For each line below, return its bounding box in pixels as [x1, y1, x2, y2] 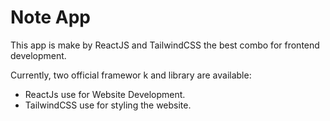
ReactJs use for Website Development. [24, 88, 186, 100]
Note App [10, 6, 92, 29]
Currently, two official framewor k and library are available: [10, 69, 252, 81]
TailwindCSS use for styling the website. [24, 99, 192, 111]
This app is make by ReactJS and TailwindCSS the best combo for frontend [10, 39, 320, 51]
